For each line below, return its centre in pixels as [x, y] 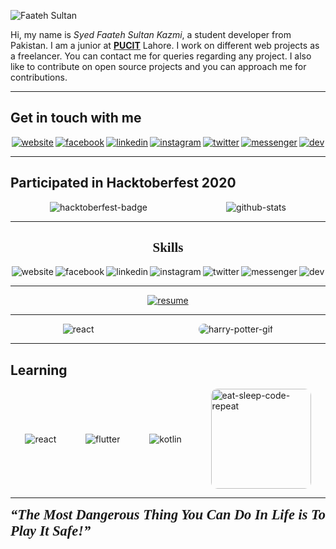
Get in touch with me [76, 118]
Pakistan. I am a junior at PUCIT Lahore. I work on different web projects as [165, 45]
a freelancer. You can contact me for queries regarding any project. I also [161, 56]
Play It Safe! [47, 531]
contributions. [39, 77]
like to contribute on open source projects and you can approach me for [158, 66]
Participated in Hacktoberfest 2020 [123, 183]
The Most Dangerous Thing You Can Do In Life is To [171, 515]
